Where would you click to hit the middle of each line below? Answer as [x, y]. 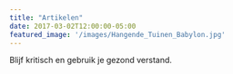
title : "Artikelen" [46, 18]
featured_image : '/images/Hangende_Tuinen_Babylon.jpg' [117, 34]
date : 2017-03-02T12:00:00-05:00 [73, 26]
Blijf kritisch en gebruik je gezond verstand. [91, 60]
